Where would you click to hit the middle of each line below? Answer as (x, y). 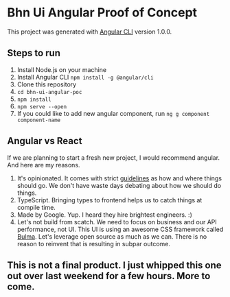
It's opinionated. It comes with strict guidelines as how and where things (119, 178)
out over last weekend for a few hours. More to (109, 276)
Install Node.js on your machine (62, 69)
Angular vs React (45, 141)
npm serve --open (42, 107)
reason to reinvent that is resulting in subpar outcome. (93, 243)
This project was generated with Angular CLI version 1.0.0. (90, 32)
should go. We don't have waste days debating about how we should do (119, 185)
